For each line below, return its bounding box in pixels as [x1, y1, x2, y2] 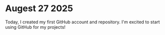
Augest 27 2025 [5, 3, 73, 14]
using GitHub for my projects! [5, 24, 66, 30]
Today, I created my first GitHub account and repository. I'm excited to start [5, 19, 161, 25]
